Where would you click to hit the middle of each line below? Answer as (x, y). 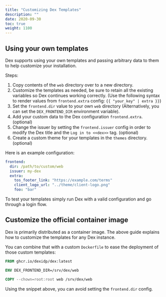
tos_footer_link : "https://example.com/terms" (63, 180)
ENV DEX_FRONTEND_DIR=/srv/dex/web (42, 270)
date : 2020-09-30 (23, 19)
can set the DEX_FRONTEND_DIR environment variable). (66, 111)
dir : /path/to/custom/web (37, 166)
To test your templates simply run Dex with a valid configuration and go (78, 199)
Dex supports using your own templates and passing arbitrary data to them (82, 60)
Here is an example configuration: (40, 153)
